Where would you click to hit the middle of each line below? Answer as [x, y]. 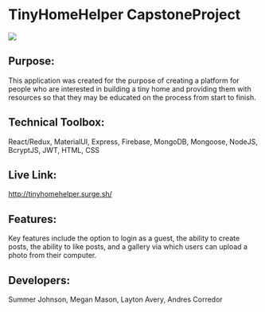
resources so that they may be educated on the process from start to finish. [132, 97]
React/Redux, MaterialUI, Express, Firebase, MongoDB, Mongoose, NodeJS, [133, 142]
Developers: [39, 280]
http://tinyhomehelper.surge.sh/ [60, 194]
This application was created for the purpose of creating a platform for [124, 80]
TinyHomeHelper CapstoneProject [125, 15]
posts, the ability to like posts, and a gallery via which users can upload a [128, 247]
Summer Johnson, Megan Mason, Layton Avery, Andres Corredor [115, 299]
